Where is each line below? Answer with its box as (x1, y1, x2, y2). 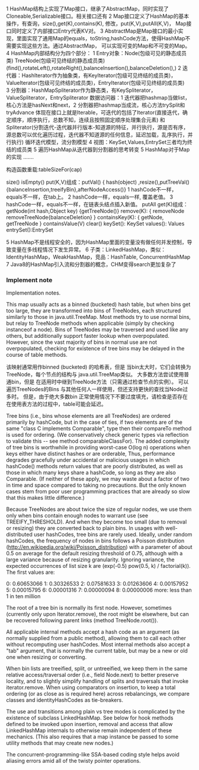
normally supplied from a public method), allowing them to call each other (6, 635, 187, 642)
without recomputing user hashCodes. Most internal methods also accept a (6, 641, 190, 648)
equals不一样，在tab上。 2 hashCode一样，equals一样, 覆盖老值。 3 (6, 193, 174, 200)
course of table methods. (6, 352, 68, 359)
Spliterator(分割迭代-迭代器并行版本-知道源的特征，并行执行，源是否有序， (6, 124, 189, 130)
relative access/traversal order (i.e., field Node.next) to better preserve (6, 672, 179, 679)
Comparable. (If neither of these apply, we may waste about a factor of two (6, 475, 190, 483)
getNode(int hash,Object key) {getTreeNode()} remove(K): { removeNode (6, 207, 185, 215)
